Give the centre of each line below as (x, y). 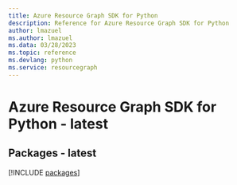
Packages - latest (52, 154)
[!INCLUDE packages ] (44, 172)
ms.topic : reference (43, 53)
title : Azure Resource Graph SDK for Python (83, 16)
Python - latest (58, 124)
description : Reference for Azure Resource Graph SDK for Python (118, 23)
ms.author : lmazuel (41, 38)
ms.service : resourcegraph (53, 68)
